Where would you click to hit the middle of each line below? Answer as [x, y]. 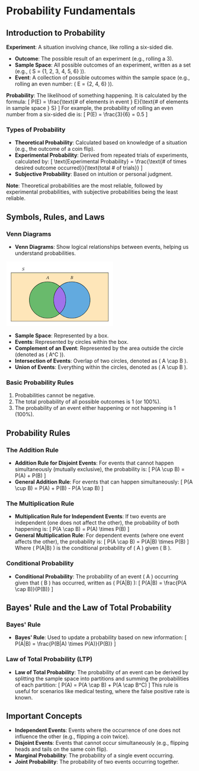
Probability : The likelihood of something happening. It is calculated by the [97, 95]
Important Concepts [44, 716]
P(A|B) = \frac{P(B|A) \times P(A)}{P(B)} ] [65, 644]
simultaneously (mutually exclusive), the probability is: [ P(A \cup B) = [99, 469]
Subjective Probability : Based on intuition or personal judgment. [94, 174]
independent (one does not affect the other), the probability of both [97, 523]
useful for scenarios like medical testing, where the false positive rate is [102, 691]
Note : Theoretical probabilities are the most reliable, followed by [84, 186]
